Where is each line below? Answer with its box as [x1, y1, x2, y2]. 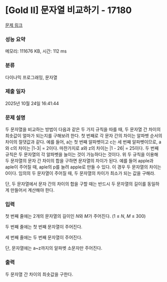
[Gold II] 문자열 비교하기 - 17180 [5, 5, 132, 16]
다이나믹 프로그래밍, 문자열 [5, 74, 57, 80]
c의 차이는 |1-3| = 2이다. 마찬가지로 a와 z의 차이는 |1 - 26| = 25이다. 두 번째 [10, 145, 159, 151]
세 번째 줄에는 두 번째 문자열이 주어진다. [5, 234, 82, 240]
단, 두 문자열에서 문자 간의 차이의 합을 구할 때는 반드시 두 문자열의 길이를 [5, 181, 146, 187]
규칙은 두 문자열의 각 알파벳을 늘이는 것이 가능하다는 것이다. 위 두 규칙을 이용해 [5, 151, 158, 158]
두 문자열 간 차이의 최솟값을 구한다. [5, 271, 73, 277]
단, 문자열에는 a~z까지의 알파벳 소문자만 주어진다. [5, 245, 102, 251]
